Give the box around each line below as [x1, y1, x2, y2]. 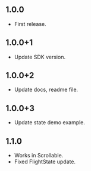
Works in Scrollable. [14, 152, 64, 159]
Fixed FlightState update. [14, 158, 76, 165]
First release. [14, 20, 46, 27]
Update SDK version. [14, 53, 66, 60]
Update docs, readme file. [14, 86, 79, 93]
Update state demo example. [14, 119, 86, 126]
